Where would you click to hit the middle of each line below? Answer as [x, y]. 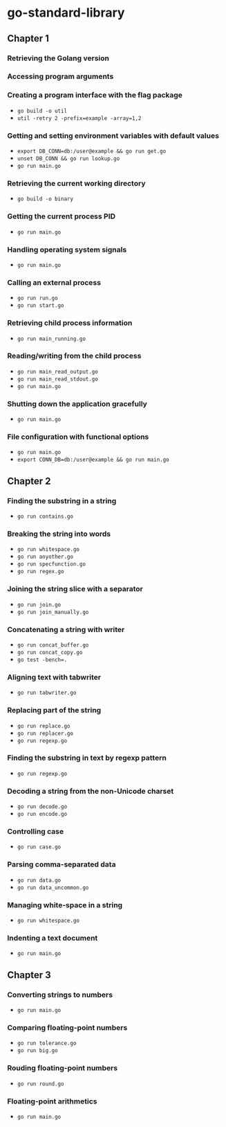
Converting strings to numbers [60, 995]
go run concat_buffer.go [53, 645]
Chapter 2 [29, 481]
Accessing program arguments [60, 76]
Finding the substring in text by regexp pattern [87, 758]
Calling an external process [54, 282]
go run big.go [37, 1051]
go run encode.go [42, 814]
